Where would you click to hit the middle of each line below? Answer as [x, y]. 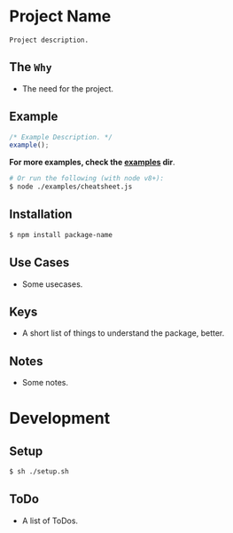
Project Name [60, 16]
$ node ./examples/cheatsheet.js [71, 187]
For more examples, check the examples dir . [92, 163]
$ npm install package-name [61, 235]
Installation [41, 215]
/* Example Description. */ [61, 137]
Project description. [49, 40]
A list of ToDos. [50, 521]
